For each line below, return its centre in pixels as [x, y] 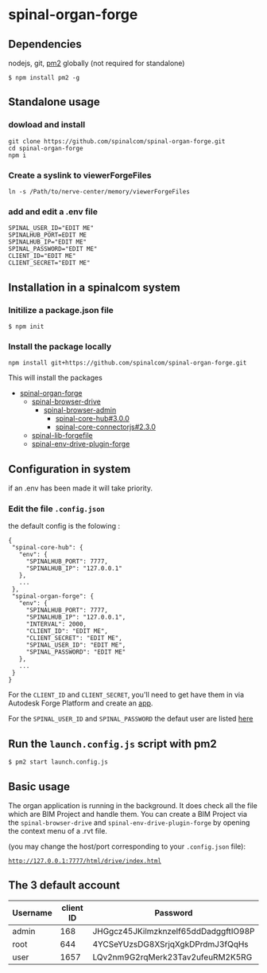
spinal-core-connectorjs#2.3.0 [106, 427]
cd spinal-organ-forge [46, 148]
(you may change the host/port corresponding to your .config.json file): [127, 846]
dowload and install [47, 125]
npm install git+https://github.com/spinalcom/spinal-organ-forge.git [128, 363]
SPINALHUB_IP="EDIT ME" [48, 242]
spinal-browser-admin [80, 410]
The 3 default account [64, 885]
